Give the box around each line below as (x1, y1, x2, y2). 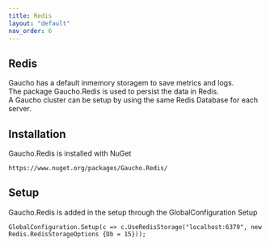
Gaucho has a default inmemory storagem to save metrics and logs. (8, 78, 234, 88)
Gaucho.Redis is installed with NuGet (8, 148, 132, 158)
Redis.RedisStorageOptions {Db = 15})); (8, 230, 147, 238)
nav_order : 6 (8, 27, 53, 35)
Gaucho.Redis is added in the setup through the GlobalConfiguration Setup (8, 207, 258, 217)
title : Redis (8, 11, 53, 20)
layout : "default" (8, 19, 70, 27)
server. (8, 104, 32, 114)
